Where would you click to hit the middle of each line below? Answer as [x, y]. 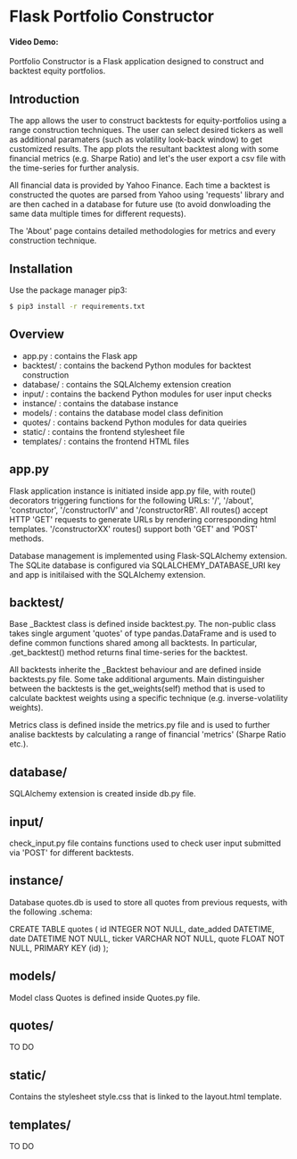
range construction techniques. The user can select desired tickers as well [146, 130]
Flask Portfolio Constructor [112, 17]
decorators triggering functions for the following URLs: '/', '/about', [132, 500]
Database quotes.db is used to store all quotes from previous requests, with [148, 902]
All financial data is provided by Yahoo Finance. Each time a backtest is [140, 186]
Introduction [45, 99]
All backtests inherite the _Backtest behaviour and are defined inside [135, 670]
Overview [37, 334]
